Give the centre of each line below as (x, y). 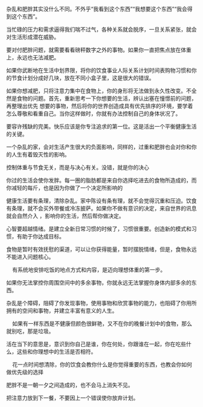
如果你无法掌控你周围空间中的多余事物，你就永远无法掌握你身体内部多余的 (99, 283)
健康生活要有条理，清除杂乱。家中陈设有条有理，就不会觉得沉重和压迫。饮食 (101, 201)
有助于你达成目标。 (40, 236)
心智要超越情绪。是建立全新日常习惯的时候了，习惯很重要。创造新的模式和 (99, 229)
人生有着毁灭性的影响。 (40, 154)
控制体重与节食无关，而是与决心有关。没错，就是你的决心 (78, 167)
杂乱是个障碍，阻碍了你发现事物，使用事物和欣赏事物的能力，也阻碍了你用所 (101, 303)
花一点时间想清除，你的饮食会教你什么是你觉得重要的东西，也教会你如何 (102, 365)
